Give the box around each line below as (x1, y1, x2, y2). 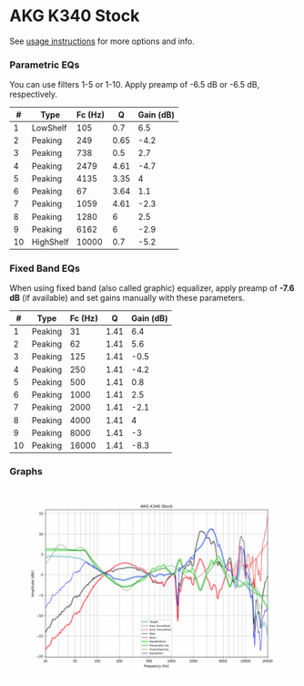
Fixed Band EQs (9, 262, 80, 275)
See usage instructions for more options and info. (9, 36, 196, 47)
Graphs (9, 465, 43, 478)
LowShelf (31, 122, 67, 133)
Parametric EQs (9, 58, 80, 71)
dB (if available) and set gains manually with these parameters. (9, 293, 246, 304)
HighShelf (31, 236, 69, 247)
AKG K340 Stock (9, 5, 140, 26)
